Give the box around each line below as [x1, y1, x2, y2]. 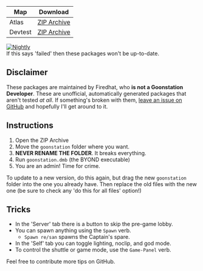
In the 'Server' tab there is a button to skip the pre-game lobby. [15, 221, 173, 228]
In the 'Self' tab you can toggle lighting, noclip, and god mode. [15, 239, 171, 247]
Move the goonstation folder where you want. [15, 142, 129, 150]
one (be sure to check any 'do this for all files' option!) [6, 187, 142, 194]
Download [38, 8, 69, 16]
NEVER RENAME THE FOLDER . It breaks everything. [15, 149, 147, 156]
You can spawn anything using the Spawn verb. [15, 227, 132, 234]
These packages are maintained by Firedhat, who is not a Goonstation [6, 83, 184, 90]
